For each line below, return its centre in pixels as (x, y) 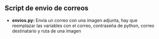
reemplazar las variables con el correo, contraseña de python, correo (83, 25)
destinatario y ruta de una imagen (47, 31)
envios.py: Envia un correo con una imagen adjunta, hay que (75, 20)
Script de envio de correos (47, 8)
